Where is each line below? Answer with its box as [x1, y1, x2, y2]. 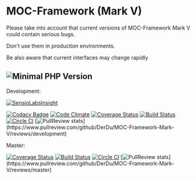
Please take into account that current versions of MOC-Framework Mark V [6, 24, 191, 31]
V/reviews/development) [6, 130, 67, 137]
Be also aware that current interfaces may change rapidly [6, 54, 149, 61]
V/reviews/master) [6, 166, 52, 173]
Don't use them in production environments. [6, 42, 115, 49]
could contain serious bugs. [6, 30, 75, 37]
